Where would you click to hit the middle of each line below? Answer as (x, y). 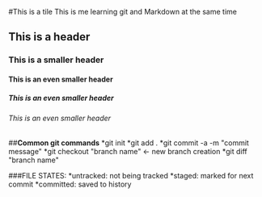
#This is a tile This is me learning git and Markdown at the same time (123, 12)
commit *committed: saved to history (70, 184)
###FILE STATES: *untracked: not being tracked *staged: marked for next (131, 176)
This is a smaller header (56, 60)
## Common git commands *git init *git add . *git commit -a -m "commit (129, 143)
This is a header (49, 37)
